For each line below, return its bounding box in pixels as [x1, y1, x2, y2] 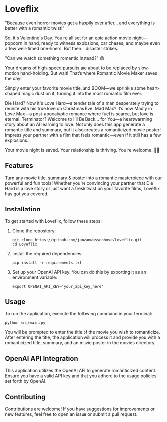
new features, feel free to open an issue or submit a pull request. [5, 411, 138, 417]
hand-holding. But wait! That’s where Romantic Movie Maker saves [20, 70, 158, 76]
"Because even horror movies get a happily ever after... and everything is [5, 20, 155, 26]
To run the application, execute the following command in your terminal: [5, 311, 153, 317]
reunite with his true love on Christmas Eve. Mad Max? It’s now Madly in [5, 105, 152, 111]
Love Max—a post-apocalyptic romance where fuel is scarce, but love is [5, 111, 153, 117]
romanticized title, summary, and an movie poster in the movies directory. [5, 340, 156, 346]
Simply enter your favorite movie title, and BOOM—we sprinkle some [5, 85, 146, 91]
